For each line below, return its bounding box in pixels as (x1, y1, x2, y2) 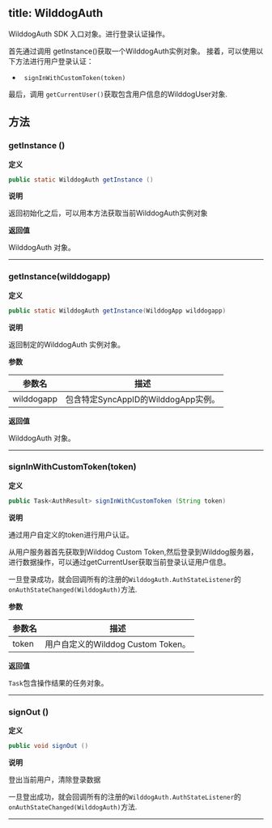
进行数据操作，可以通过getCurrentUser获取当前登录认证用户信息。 (8, 557, 231, 567)
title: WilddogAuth (8, 6, 104, 20)
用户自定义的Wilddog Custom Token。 (45, 639, 191, 650)
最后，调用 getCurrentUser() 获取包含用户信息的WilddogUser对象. (8, 89, 228, 99)
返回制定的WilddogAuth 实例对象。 (8, 339, 125, 349)
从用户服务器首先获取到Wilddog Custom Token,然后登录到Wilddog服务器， (8, 546, 258, 557)
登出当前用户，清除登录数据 (8, 775, 101, 784)
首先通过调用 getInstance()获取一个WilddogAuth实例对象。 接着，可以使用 (8, 46, 257, 56)
